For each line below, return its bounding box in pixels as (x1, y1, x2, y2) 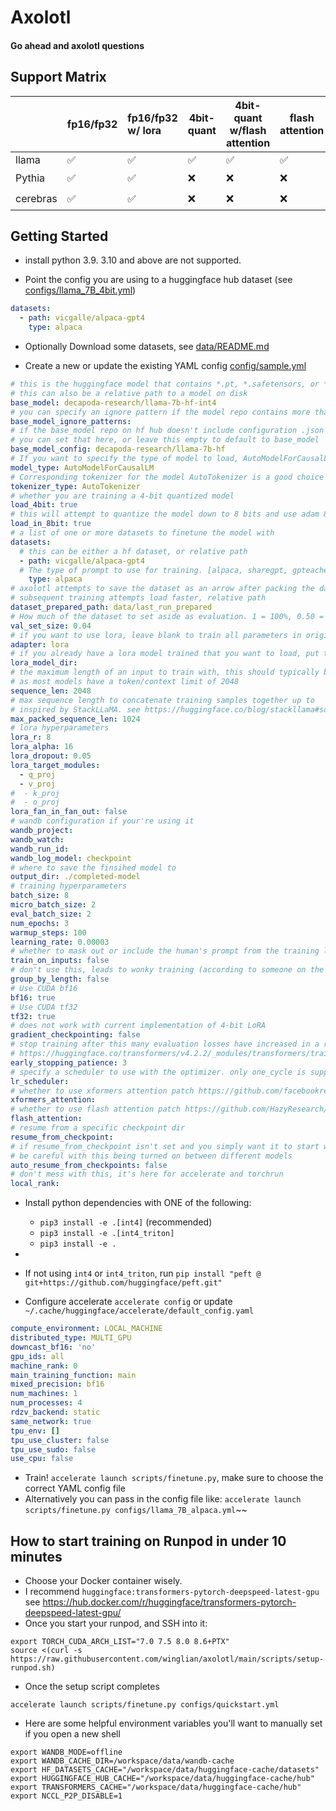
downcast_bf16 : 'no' (10, 1342, 97, 1352)
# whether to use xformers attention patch (10, 1086, 195, 1096)
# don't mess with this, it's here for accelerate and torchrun (10, 1169, 284, 1180)
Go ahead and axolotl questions (10, 39, 145, 51)
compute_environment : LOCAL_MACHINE (10, 1324, 163, 1334)
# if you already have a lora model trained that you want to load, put (10, 649, 320, 659)
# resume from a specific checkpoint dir (10, 1123, 186, 1133)
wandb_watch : (10, 834, 65, 845)
